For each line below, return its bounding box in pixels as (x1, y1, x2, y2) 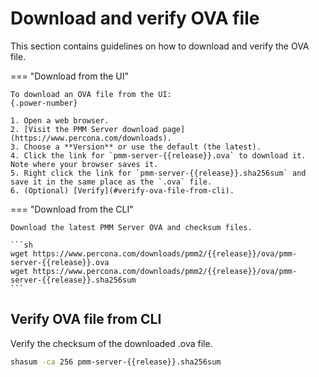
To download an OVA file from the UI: (10, 89, 172, 99)
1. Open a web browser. (10, 115, 110, 126)
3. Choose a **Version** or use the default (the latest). (10, 142, 262, 152)
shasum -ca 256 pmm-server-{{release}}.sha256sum (10, 357, 222, 367)
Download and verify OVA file (10, 7, 260, 30)
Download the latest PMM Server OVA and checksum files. (10, 222, 253, 232)
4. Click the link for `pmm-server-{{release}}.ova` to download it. (10, 150, 307, 161)
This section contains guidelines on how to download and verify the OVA (10, 40, 310, 52)
